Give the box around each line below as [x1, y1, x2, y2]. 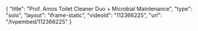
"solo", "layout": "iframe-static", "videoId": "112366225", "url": [6, 12, 162, 19]
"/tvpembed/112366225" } [6, 18, 72, 25]
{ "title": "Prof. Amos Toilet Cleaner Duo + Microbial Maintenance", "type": [6, 5, 192, 12]
